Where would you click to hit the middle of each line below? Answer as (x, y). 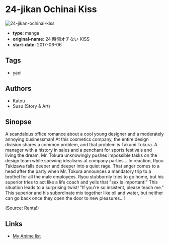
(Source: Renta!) (22, 208)
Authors (18, 88)
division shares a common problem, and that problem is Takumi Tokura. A (81, 145)
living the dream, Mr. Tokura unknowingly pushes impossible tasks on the (81, 155)
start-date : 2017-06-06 (37, 44)
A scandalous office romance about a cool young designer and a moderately (84, 134)
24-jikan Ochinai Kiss (51, 9)
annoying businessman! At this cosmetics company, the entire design (77, 139)
